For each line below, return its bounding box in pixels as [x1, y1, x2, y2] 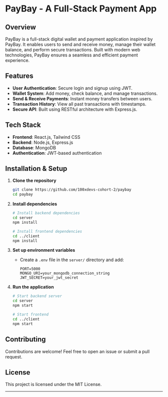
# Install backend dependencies [12, 211, 80, 216]
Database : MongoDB [12, 144, 56, 150]
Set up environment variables [12, 247, 75, 253]
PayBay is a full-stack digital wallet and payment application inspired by [5, 36, 153, 42]
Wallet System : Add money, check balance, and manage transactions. [12, 90, 158, 96]
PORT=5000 [19, 267, 41, 272]
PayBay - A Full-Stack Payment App [5, 3, 157, 14]
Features [5, 72, 33, 80]
